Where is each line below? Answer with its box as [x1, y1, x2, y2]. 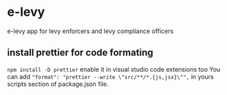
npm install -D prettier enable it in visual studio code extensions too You [7, 65, 221, 73]
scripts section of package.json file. [7, 80, 109, 88]
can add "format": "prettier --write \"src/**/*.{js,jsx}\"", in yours [7, 72, 214, 81]
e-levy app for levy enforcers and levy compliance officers [7, 27, 174, 35]
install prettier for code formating [7, 47, 154, 59]
